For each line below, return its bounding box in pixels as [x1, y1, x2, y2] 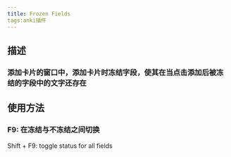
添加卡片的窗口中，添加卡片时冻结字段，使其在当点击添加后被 [7, 68, 217, 77]
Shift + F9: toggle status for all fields [7, 142, 113, 150]
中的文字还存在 [36, 78, 87, 88]
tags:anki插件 [7, 17, 47, 24]
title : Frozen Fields [7, 10, 71, 18]
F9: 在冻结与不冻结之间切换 [7, 125, 100, 134]
